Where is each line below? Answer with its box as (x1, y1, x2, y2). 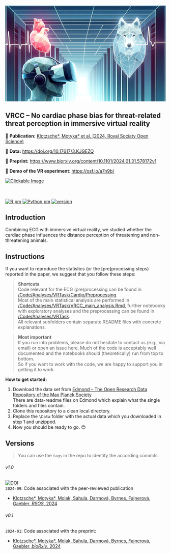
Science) (5, 138, 24, 144)
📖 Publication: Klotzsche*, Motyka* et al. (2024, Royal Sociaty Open (5, 133, 149, 139)
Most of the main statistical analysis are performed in (17, 297, 130, 303)
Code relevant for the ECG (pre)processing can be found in (17, 286, 142, 293)
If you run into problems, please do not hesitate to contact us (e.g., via (17, 340, 165, 346)
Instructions (5, 252, 45, 261)
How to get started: (5, 376, 47, 382)
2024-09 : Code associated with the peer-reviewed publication (5, 485, 134, 491)
